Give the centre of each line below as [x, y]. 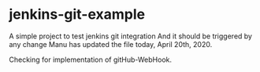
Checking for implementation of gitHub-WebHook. [91, 59]
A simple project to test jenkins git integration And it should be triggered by [131, 36]
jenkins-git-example [77, 14]
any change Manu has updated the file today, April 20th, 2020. [111, 44]
